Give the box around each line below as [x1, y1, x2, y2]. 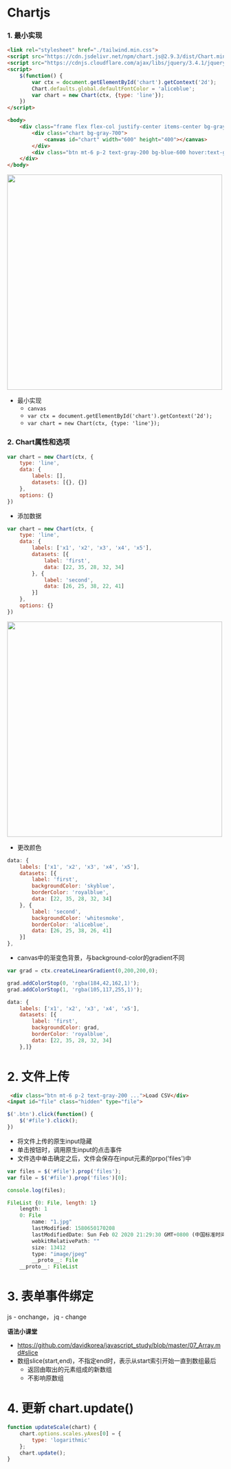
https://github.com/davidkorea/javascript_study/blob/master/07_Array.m [16, 1342, 221, 1350]
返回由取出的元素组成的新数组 [27, 1366, 112, 1374]
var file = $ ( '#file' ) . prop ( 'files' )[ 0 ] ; [7, 1174, 128, 1181]
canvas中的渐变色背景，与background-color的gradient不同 [16, 954, 185, 962]
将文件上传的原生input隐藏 [16, 1137, 92, 1145]
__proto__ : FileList [19, 1263, 78, 1271]
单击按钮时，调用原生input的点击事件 [16, 1145, 122, 1153]
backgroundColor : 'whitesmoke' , [32, 914, 125, 921]
